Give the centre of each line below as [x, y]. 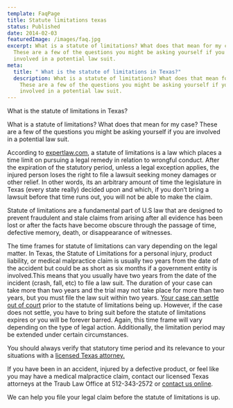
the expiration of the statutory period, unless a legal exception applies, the [113, 168]
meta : [15, 65]
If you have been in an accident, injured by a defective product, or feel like [113, 369]
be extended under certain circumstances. [68, 335]
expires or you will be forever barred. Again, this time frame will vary [105, 320]
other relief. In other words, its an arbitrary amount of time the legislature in [114, 182]
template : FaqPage [34, 14]
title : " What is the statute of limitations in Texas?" [97, 72]
